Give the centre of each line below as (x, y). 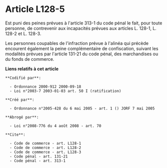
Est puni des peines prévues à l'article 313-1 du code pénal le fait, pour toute (84, 23)
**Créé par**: (20, 100)
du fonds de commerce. (30, 59)
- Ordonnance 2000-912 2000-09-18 (45, 86)
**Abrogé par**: (22, 117)
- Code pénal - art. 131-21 (39, 156)
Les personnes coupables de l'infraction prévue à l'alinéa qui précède (77, 43)
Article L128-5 (35, 9)
